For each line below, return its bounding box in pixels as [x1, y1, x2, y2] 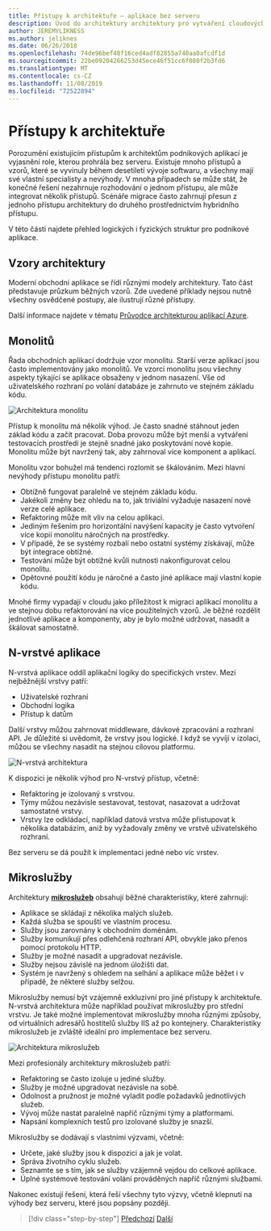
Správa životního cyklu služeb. [19, 1157, 123, 1166]
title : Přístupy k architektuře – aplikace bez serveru [8, 11, 200, 20]
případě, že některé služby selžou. [19, 976, 135, 986]
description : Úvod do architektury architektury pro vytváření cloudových [8, 19, 265, 27]
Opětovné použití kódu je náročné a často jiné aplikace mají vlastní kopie [19, 572, 262, 582]
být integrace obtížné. [19, 546, 94, 556]
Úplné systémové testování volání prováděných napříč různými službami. [19, 1174, 263, 1183]
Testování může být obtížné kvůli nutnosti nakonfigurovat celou [19, 555, 231, 565]
